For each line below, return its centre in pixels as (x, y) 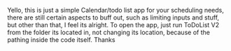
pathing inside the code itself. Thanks (61, 40)
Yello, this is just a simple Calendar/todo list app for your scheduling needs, (115, 10)
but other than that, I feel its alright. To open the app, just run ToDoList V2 (113, 25)
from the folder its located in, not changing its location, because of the (108, 32)
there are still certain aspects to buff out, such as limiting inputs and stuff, (113, 17)
